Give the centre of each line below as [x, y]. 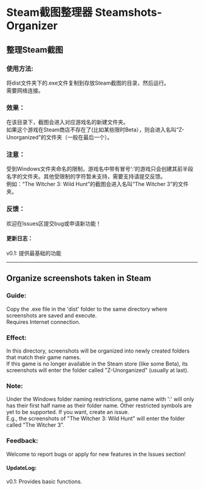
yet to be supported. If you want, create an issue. [68, 412]
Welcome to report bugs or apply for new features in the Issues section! [96, 454]
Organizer [32, 26]
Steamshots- [128, 12]
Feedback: [22, 441]
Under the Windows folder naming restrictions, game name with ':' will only [100, 399]
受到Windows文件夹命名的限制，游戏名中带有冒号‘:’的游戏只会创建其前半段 [100, 169]
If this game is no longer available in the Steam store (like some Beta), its [97, 364]
